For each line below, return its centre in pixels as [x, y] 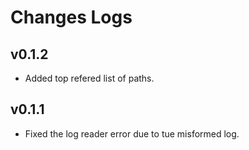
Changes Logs [71, 17]
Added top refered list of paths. [89, 78]
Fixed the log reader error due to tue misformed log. [132, 133]
